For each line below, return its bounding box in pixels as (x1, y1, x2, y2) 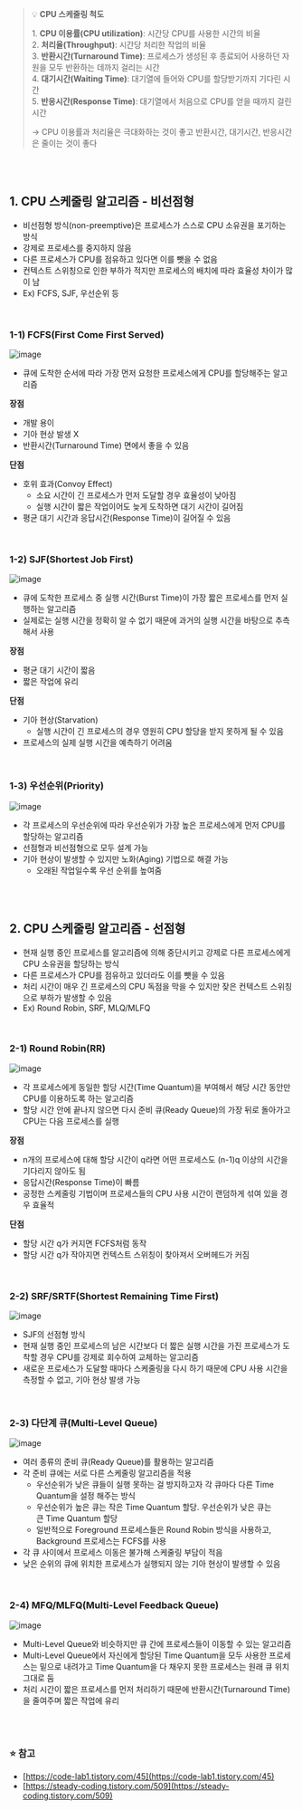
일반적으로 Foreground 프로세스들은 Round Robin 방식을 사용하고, (35, 1525, 272, 1536)
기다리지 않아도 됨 (22, 1165, 86, 1176)
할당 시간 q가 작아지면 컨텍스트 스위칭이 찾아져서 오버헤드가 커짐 (22, 1249, 250, 1259)
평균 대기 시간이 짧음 (22, 665, 96, 675)
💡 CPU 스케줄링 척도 (31, 9, 105, 19)
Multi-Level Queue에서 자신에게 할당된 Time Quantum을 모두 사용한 (22, 1650, 268, 1661)
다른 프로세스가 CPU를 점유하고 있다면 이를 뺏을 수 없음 (22, 254, 219, 264)
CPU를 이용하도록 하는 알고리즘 (22, 1093, 134, 1104)
